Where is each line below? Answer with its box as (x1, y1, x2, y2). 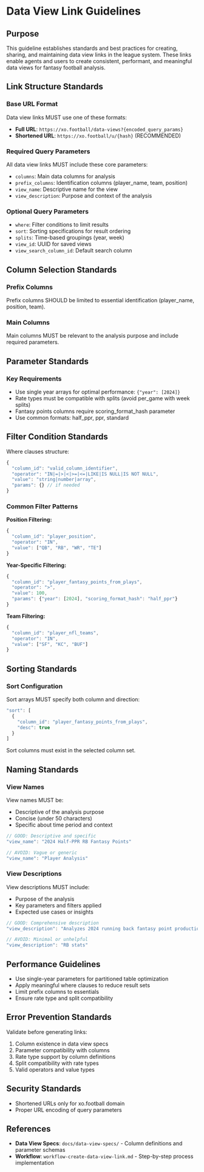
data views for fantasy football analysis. (6, 64, 106, 71)
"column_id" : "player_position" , (12, 533, 97, 539)
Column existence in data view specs (15, 1040, 109, 1047)
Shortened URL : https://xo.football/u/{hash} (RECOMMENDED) (15, 132, 181, 139)
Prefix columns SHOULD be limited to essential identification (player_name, (6, 296, 194, 303)
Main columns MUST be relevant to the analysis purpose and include (6, 332, 179, 339)
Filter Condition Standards (6, 432, 108, 442)
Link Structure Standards (6, 81, 103, 92)
